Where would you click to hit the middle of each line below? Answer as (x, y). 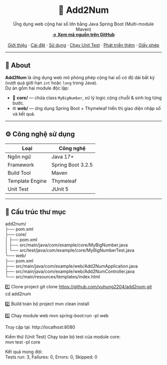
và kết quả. (24, 114)
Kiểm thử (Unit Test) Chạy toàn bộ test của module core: (63, 337)
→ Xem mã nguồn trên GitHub (83, 34)
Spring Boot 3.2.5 (72, 165)
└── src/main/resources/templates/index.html (53, 277)
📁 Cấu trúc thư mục (36, 212)
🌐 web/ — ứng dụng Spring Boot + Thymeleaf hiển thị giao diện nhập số (86, 108)
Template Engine (27, 181)
